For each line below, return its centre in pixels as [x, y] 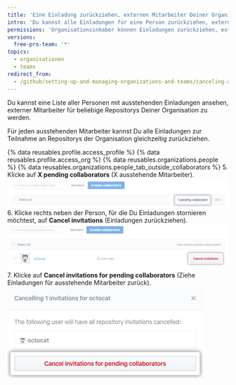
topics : [19, 52]
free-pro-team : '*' [42, 45]
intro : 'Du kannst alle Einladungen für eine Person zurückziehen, [108, 22]
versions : [22, 37]
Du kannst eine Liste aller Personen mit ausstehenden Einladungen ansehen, [118, 103]
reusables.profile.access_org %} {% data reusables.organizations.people [113, 159]
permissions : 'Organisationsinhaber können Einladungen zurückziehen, [113, 30]
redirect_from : [29, 74]
